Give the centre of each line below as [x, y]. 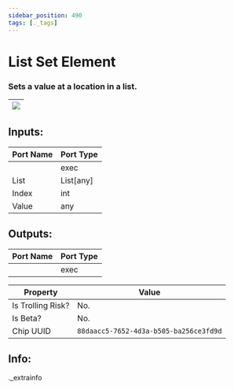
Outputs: [30, 234]
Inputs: [26, 132]
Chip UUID [31, 331]
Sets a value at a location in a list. [73, 86]
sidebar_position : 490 [45, 15]
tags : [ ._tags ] [33, 23]
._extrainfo [25, 378]
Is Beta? [27, 318]
